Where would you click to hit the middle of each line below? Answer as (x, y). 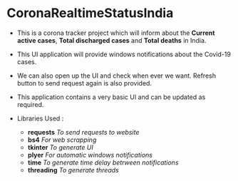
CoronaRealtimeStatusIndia (90, 13)
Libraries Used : (40, 118)
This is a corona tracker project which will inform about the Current (116, 33)
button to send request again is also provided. (84, 83)
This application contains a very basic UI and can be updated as (111, 97)
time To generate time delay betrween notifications (103, 162)
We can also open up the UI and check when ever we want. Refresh (117, 76)
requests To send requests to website (83, 132)
